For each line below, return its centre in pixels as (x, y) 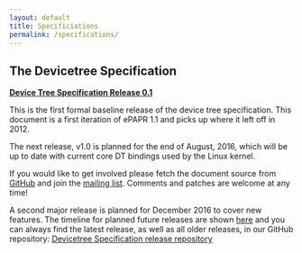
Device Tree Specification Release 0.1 (81, 93)
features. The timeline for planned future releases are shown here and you (147, 220)
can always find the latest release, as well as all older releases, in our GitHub (151, 230)
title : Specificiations (54, 26)
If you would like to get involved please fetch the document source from (143, 174)
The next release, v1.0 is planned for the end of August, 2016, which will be (149, 147)
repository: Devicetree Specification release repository (111, 239)
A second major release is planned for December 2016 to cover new (136, 210)
